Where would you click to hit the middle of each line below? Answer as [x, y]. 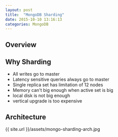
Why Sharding [28, 62]
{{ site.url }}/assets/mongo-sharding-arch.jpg [53, 129]
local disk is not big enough [41, 96]
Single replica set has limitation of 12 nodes [58, 85]
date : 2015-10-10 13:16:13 [34, 19]
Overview [21, 44]
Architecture [26, 117]
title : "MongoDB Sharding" [35, 15]
